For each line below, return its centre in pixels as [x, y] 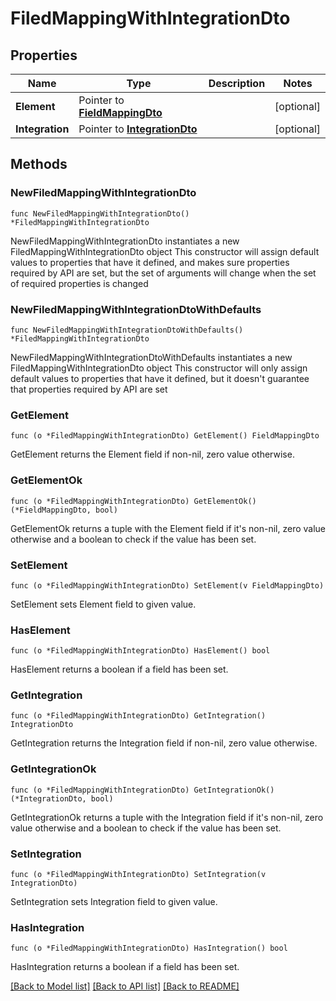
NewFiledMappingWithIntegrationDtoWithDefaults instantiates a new [151, 357]
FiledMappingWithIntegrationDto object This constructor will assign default [165, 251]
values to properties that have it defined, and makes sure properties [150, 262]
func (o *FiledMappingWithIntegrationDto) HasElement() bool [140, 651]
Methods [39, 164]
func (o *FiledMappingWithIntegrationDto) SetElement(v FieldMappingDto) [167, 585]
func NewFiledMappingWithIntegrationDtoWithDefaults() [127, 330]
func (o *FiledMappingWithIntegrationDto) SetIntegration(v [138, 875]
